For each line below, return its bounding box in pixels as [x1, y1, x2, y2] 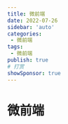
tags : [7, 43, 23, 50]
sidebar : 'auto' [7, 23, 55, 30]
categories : [7, 30, 42, 38]
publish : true [7, 57, 49, 64]
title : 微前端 [7, 10, 46, 18]
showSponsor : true [7, 69, 61, 77]
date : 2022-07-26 [7, 17, 58, 24]
